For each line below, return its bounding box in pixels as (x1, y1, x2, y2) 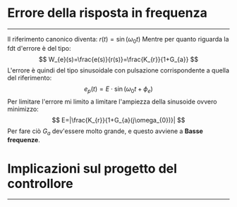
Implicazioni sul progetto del (7, 161, 178, 177)
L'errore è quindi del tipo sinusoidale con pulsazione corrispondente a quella (7, 65, 230, 75)
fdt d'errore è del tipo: (7, 44, 71, 52)
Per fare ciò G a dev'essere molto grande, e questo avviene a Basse (7, 127, 203, 137)
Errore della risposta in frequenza (7, 5, 208, 21)
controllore (7, 175, 73, 192)
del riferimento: (7, 73, 52, 82)
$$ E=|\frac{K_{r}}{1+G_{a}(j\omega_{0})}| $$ (51, 115, 186, 124)
